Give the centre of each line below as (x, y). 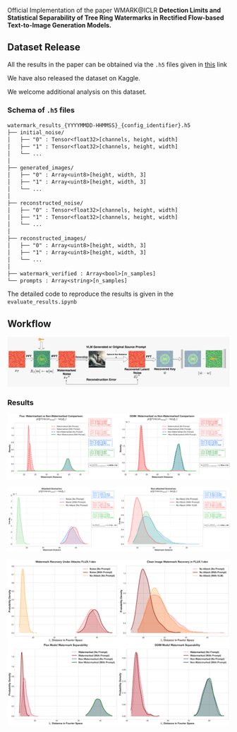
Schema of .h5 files (41, 110)
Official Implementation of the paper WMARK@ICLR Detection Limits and (114, 10)
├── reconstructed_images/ (47, 239)
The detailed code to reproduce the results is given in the (91, 294)
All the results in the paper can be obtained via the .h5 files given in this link (117, 64)
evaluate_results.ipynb (42, 302)
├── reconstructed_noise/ (45, 203)
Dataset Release (44, 48)
